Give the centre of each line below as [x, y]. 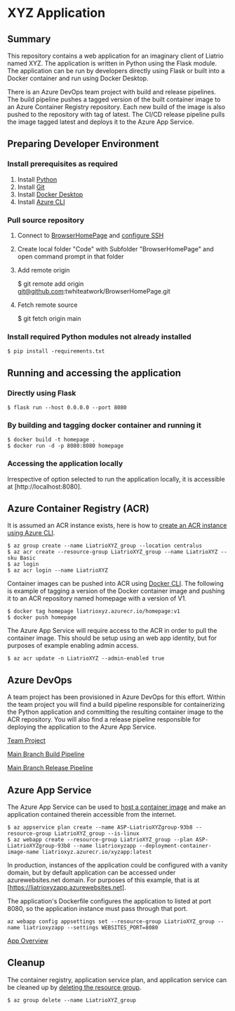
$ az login [23, 565]
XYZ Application [56, 13]
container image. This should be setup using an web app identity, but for [112, 638]
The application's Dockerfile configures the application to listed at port [109, 901]
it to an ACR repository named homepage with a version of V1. [97, 598]
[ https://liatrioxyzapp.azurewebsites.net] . [67, 887]
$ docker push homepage [42, 617]
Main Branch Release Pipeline [50, 768]
